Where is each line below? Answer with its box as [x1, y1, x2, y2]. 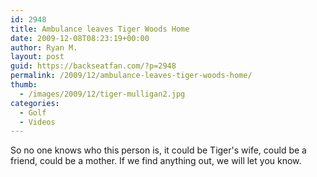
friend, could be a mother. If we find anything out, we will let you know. [10, 155, 302, 167]
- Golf [19, 107, 47, 118]
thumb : [10, 80, 38, 90]
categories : [10, 98, 60, 108]
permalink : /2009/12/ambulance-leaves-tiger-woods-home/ [10, 71, 253, 81]
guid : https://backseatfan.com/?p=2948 [10, 61, 177, 71]
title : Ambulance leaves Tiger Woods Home [10, 24, 190, 34]
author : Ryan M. [10, 42, 78, 53]
